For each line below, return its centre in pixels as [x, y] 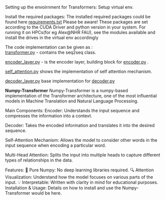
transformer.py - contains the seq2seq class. [51, 52]
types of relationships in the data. [39, 160]
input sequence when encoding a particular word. [56, 145]
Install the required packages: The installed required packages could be [78, 17]
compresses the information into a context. [49, 116]
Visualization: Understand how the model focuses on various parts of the [79, 177]
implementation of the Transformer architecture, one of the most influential [81, 96]
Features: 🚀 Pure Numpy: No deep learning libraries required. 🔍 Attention [80, 170]
